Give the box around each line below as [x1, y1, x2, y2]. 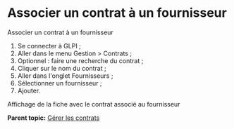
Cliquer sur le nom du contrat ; [17, 64, 107, 72]
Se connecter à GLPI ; [17, 41, 81, 50]
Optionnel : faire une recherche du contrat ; [17, 56, 144, 64]
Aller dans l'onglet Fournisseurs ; [17, 72, 113, 80]
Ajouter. [17, 86, 41, 95]
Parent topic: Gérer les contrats [7, 114, 100, 122]
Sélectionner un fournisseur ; [17, 79, 102, 87]
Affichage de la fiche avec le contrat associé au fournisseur [7, 100, 180, 108]
